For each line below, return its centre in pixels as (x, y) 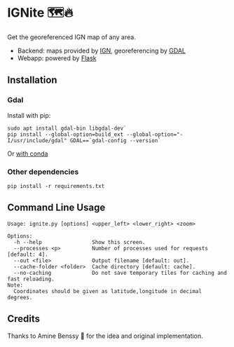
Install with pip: (29, 115)
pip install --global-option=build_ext (66, 134)
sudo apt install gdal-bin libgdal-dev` (67, 128)
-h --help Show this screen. (80, 242)
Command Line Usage (56, 208)
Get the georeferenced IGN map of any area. (72, 37)
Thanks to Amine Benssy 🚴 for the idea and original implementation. (105, 336)
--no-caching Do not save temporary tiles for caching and (121, 273)
